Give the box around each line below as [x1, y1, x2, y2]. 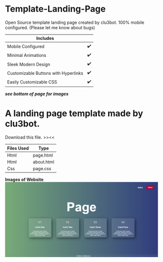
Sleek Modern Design [7, 61, 50, 67]
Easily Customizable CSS [7, 79, 57, 85]
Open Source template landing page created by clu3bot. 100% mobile [5, 19, 145, 25]
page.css [33, 166, 51, 172]
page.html [33, 152, 53, 158]
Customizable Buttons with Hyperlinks [7, 70, 83, 76]
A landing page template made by [5, 108, 143, 119]
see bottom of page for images [5, 91, 69, 97]
